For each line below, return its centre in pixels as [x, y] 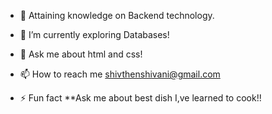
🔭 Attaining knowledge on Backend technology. [117, 15]
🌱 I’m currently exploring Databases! [94, 34]
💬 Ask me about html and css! [81, 54]
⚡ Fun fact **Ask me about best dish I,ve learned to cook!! [140, 98]
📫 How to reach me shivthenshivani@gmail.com [120, 74]
